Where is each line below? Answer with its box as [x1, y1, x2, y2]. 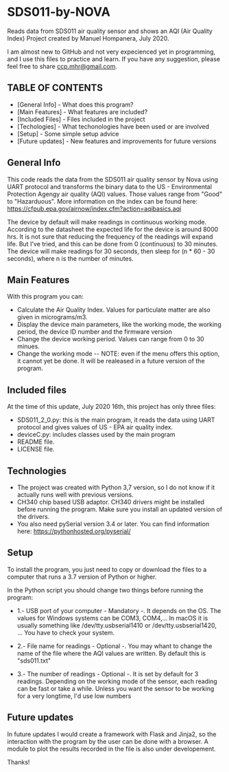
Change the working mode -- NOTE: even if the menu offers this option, [16, 350, 220, 358]
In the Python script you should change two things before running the [7, 586, 204, 594]
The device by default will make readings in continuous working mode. [7, 217, 207, 226]
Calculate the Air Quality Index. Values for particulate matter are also [16, 305, 210, 314]
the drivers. [16, 513, 50, 520]
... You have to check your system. [16, 628, 115, 636]
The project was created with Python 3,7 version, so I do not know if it [16, 483, 215, 491]
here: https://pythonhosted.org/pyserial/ [16, 527, 131, 535]
